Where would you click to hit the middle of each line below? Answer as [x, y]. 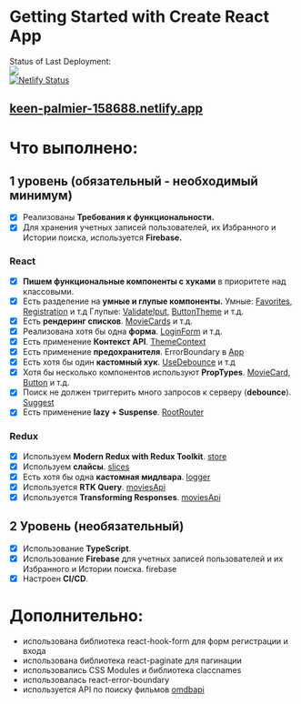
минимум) [41, 195]
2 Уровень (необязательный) [97, 526]
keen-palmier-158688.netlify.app [106, 109]
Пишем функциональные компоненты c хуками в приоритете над [154, 281]
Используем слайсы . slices [76, 467]
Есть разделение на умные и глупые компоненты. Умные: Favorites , [157, 301]
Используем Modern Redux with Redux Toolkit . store [125, 456]
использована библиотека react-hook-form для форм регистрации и [155, 641]
